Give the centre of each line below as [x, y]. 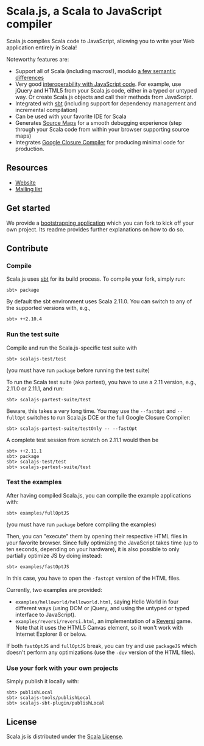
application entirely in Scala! [42, 48]
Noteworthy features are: [38, 59]
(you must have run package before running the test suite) [78, 370]
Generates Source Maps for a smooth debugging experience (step [98, 122]
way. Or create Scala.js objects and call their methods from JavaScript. [104, 97]
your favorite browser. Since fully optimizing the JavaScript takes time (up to [102, 543]
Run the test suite [33, 334]
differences [30, 77]
